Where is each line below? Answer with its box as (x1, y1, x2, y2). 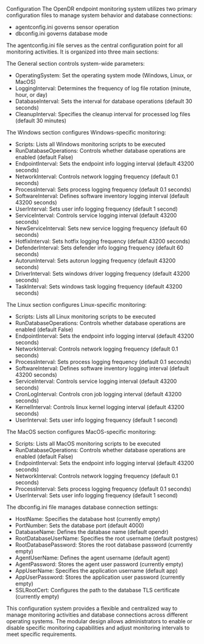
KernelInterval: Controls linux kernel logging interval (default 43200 (15, 404, 185, 410)
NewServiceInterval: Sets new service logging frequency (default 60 (15, 225, 188, 232)
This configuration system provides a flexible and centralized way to (6, 605, 178, 612)
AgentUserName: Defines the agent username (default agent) (15, 554, 171, 561)
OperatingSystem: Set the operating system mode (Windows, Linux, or (15, 72, 192, 79)
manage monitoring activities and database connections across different (6, 611, 188, 618)
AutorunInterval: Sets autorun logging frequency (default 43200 (15, 257, 176, 264)
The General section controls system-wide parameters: (6, 60, 145, 67)
